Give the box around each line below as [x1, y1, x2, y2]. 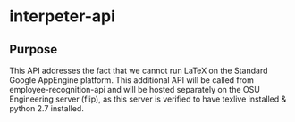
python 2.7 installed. [9, 103, 85, 113]
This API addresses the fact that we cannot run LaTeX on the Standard [9, 65, 268, 76]
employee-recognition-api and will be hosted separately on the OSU [9, 85, 261, 94]
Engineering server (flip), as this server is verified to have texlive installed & [9, 94, 287, 104]
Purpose [9, 42, 58, 57]
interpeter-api [9, 6, 116, 27]
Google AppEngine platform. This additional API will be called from [9, 75, 255, 85]
